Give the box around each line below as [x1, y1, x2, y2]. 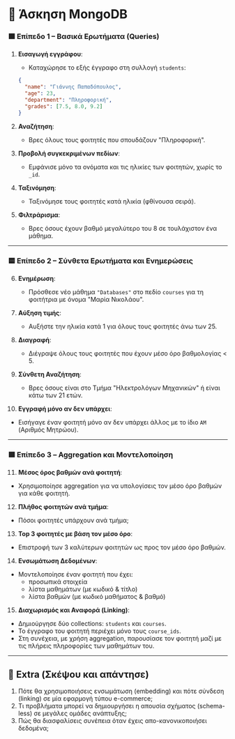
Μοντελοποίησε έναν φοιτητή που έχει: [17, 570, 133, 579]
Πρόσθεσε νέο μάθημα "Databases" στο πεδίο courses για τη [28, 288, 204, 296]
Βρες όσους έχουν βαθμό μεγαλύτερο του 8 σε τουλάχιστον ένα [28, 224, 218, 232]
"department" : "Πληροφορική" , [24, 97, 112, 104]
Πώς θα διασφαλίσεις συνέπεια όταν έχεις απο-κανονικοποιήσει [17, 717, 208, 725]
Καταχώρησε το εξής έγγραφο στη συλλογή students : [28, 63, 187, 72]
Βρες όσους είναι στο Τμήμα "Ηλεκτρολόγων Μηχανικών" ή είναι [28, 383, 220, 393]
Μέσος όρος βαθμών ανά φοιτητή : [17, 468, 123, 477]
